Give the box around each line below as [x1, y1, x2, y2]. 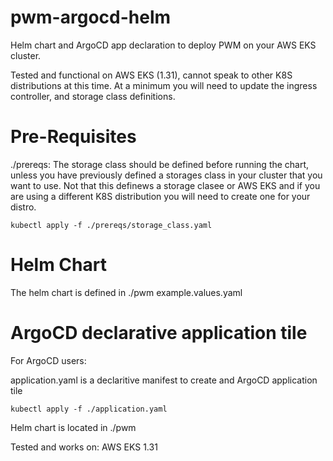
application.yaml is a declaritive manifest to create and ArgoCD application [10, 374, 318, 386]
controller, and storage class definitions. [10, 90, 176, 102]
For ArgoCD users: [10, 354, 87, 366]
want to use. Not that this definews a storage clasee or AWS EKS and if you [10, 179, 321, 191]
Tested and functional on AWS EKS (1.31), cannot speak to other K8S [10, 69, 293, 81]
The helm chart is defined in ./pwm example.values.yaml [10, 286, 243, 298]
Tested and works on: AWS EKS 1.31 [10, 441, 158, 453]
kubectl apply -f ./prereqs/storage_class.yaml [10, 220, 213, 230]
